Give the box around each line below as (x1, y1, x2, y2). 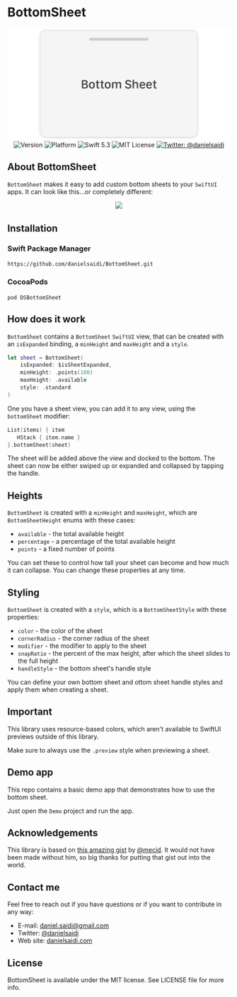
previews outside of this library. (7, 732, 99, 741)
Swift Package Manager (7, 244, 91, 253)
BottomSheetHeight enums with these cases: (7, 516, 136, 525)
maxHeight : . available (20, 377, 87, 384)
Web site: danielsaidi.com (17, 936, 93, 945)
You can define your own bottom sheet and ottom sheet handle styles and (7, 678, 223, 687)
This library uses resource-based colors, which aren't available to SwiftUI (7, 724, 221, 733)
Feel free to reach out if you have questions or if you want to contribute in (7, 900, 222, 908)
